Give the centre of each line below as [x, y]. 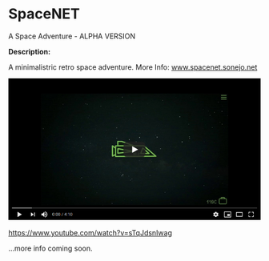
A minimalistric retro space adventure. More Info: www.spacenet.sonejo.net [133, 67]
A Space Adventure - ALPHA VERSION [72, 36]
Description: [29, 51]
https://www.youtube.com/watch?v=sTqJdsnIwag [90, 233]
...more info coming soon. [50, 248]
